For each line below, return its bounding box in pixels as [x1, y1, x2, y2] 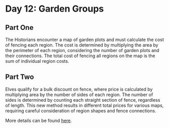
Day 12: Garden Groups [5, 3, 104, 15]
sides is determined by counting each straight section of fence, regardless [5, 97, 160, 103]
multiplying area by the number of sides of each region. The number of [5, 92, 153, 98]
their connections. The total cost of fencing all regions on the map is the [5, 53, 155, 59]
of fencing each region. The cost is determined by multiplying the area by [5, 42, 158, 48]
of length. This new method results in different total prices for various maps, [5, 102, 164, 108]
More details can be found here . [5, 117, 72, 123]
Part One [5, 23, 34, 32]
